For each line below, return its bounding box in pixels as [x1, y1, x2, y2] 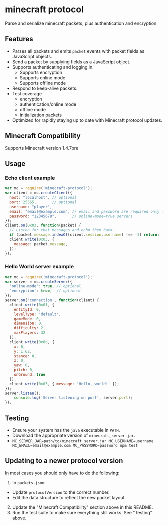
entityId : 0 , [14, 307, 41, 312]
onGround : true [14, 372, 46, 377]
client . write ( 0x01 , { [9, 302, 55, 307]
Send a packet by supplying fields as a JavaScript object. [12, 59, 131, 65]
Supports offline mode [19, 80, 66, 86]
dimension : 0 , [14, 321, 43, 326]
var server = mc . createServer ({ [5, 279, 72, 284]
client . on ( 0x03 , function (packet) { [5, 223, 81, 228]
